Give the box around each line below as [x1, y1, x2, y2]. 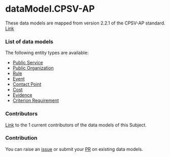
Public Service [12, 60, 43, 66]
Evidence [12, 92, 32, 98]
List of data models [5, 38, 53, 45]
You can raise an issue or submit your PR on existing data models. [5, 146, 144, 152]
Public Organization [12, 65, 54, 71]
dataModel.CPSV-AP [5, 3, 95, 15]
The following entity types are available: [5, 49, 89, 56]
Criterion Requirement [12, 97, 59, 103]
